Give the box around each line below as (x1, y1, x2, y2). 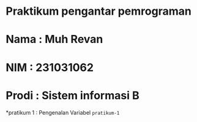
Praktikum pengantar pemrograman (6, 4, 192, 18)
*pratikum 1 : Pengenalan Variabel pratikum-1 (6, 109, 120, 116)
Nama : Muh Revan (6, 32, 103, 47)
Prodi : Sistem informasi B (6, 88, 139, 102)
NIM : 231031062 (6, 60, 94, 74)
